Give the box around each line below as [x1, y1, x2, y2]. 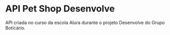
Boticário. [5, 24, 26, 30]
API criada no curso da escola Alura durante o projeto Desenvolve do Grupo [5, 19, 165, 25]
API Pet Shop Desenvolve [5, 3, 115, 14]
